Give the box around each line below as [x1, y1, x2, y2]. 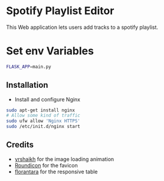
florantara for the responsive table [14, 168, 99, 175]
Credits [6, 140, 34, 150]
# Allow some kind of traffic [6, 113, 81, 119]
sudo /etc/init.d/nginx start [6, 124, 81, 130]
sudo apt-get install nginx [6, 107, 76, 113]
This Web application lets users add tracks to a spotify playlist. [6, 24, 158, 31]
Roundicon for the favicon [14, 162, 78, 169]
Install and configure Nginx [14, 96, 81, 103]
